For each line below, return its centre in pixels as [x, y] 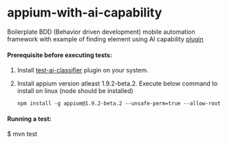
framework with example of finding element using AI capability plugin [106, 39]
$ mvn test [22, 134]
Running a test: [29, 119]
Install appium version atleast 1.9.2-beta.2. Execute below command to [117, 83]
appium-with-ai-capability [85, 13]
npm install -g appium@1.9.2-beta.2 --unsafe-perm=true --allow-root [119, 104]
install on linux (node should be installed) [75, 91]
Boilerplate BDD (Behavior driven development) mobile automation [101, 32]
